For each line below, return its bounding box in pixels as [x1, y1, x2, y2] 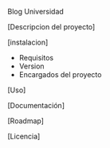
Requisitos [18, 53, 54, 62]
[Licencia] [7, 131, 41, 141]
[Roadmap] [7, 116, 45, 126]
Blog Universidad [7, 7, 65, 16]
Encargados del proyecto [18, 70, 102, 79]
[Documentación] [7, 101, 65, 110]
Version [18, 61, 45, 71]
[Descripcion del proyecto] [7, 22, 96, 31]
